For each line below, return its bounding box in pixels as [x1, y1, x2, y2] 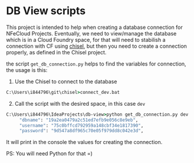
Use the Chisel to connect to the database [14, 78, 117, 85]
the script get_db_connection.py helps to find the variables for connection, [6, 60, 187, 67]
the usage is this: [6, 66, 48, 73]
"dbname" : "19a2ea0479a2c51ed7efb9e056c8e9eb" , [19, 117, 139, 123]
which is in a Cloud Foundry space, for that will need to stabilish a [6, 36, 166, 43]
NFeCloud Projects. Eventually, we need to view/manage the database [6, 30, 177, 37]
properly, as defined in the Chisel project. [6, 48, 107, 56]
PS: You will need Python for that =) [6, 150, 93, 157]
